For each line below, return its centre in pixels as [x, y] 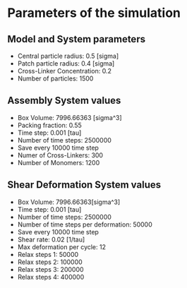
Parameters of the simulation [94, 13]
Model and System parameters [77, 39]
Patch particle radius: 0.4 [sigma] [66, 64]
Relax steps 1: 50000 [48, 254]
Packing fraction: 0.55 [50, 125]
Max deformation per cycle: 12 [61, 247]
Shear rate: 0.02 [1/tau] [51, 239]
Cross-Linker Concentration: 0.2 [64, 71]
